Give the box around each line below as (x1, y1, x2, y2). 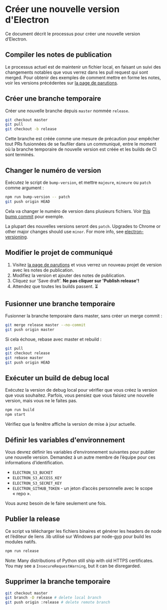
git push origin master (5, 327, 55, 333)
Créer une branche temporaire (5, 94, 101, 103)
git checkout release (5, 351, 50, 356)
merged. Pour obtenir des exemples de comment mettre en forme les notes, (5, 74, 161, 81)
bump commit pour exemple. (5, 213, 64, 219)
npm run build (5, 407, 35, 413)
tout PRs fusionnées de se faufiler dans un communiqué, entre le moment (5, 141, 157, 147)
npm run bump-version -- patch (5, 194, 70, 199)
